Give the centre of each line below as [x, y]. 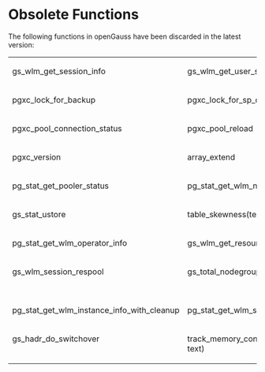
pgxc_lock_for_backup [54, 100]
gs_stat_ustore [39, 214]
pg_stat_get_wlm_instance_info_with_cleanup [96, 310]
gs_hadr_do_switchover [56, 339]
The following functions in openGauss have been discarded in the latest [125, 36]
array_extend [211, 157]
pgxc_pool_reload [220, 128]
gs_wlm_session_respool [58, 272]
